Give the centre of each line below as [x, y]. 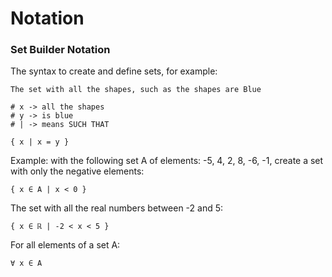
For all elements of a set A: [65, 245]
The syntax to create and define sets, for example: [114, 71]
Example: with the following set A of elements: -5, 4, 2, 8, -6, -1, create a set [167, 161]
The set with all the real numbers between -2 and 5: [117, 208]
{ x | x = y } [40, 142]
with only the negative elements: [77, 171]
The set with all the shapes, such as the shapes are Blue [136, 90]
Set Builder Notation [60, 50]
